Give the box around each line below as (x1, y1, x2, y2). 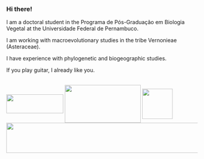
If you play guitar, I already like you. (6, 67, 95, 74)
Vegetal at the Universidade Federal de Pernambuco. (6, 25, 138, 32)
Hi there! (6, 5, 33, 13)
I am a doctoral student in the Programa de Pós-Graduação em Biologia (6, 19, 185, 26)
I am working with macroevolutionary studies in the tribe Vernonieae (6, 37, 177, 44)
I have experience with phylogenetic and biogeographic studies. (6, 55, 167, 62)
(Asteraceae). (6, 43, 41, 50)
